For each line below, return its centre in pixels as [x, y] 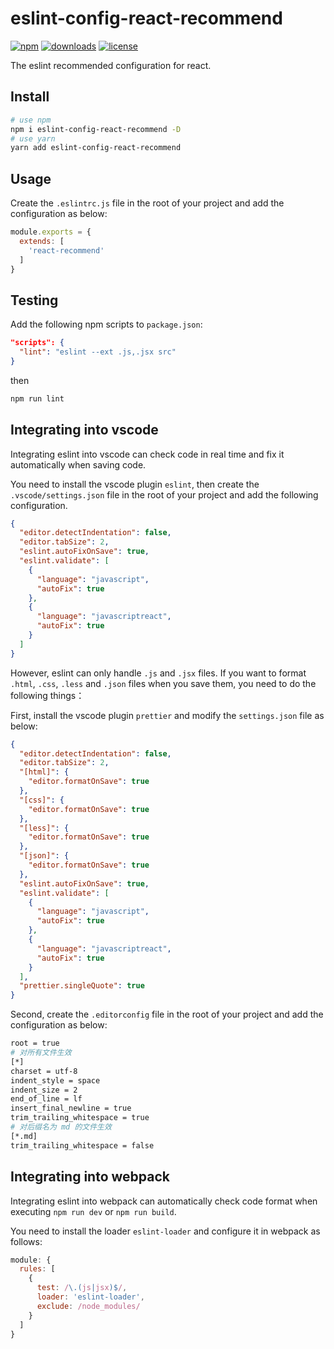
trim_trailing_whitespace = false [82, 1145]
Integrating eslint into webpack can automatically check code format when [164, 1201]
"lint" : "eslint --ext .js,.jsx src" [98, 352]
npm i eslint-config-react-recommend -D [96, 129]
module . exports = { [51, 232]
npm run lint [37, 398]
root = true [35, 1043]
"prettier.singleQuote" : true [82, 986]
